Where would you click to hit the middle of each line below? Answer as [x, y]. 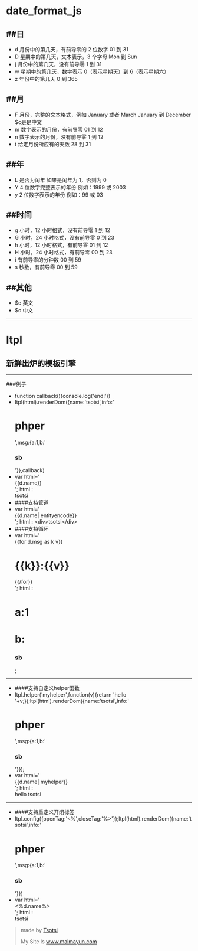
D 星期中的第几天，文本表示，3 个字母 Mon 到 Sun [76, 57]
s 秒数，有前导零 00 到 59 [46, 267]
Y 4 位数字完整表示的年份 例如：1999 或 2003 [70, 187]
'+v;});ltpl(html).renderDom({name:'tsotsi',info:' [72, 701]
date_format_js [44, 11]
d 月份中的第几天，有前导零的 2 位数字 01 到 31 [71, 49]
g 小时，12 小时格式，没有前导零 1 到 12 [62, 230]
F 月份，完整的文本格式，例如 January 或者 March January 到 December [103, 115]
